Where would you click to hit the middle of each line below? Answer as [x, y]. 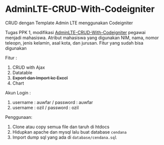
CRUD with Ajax [29, 67]
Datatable [22, 72]
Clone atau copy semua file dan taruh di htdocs [61, 127]
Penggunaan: [19, 117]
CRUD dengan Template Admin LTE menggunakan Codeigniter [69, 23]
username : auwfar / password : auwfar [53, 102]
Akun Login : [18, 93]
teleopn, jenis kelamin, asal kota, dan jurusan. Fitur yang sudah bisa [74, 43]
